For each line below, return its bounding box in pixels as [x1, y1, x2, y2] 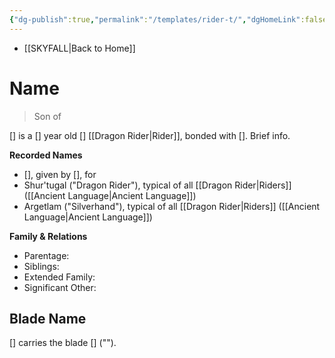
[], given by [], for [23, 168, 97, 180]
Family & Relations [9, 230, 88, 242]
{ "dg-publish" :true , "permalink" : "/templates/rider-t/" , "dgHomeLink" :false [9, 14, 328, 25]
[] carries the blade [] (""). [9, 337, 117, 349]
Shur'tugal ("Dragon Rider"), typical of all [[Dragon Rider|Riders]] [23, 179, 292, 191]
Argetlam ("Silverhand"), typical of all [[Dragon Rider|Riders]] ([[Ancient [23, 200, 321, 212]
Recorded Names [9, 149, 83, 161]
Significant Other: [23, 281, 97, 293]
